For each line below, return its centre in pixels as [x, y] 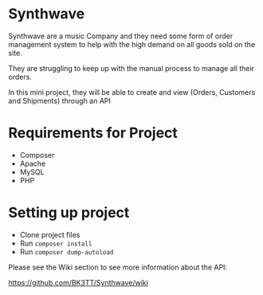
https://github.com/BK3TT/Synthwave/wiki [79, 282]
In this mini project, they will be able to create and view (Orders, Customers [132, 92]
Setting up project [69, 213]
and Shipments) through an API [60, 100]
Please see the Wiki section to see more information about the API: [118, 267]
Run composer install [56, 243]
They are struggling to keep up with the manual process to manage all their [131, 68]
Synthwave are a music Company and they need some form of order [121, 36]
